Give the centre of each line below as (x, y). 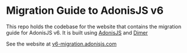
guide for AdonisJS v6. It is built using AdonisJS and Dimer (77, 32)
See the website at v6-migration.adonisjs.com (61, 44)
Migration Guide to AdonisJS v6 (85, 11)
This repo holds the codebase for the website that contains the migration (94, 26)
